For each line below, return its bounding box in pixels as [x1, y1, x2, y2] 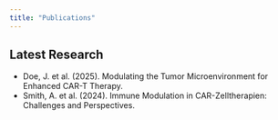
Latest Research [9, 47, 104, 63]
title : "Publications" [9, 13, 96, 23]
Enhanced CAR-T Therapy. [22, 81, 123, 92]
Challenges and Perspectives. [22, 100, 135, 111]
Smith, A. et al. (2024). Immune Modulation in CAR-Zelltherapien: [22, 90, 267, 101]
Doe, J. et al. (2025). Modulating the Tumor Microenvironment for [22, 71, 269, 82]
